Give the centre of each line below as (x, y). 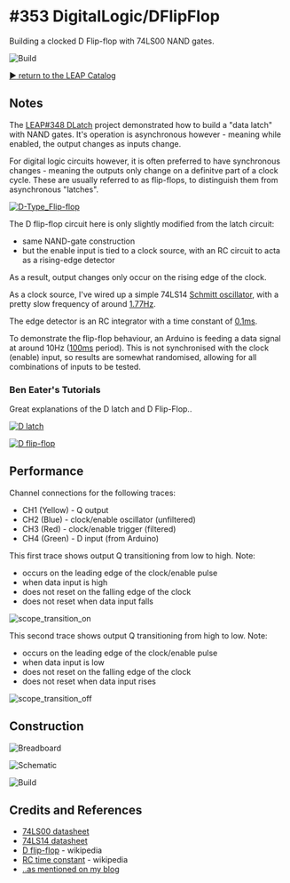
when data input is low (63, 662)
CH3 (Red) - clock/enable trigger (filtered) (99, 529)
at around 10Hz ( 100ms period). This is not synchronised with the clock (139, 348)
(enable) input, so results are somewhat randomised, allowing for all (133, 357)
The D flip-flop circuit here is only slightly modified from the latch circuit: (142, 223)
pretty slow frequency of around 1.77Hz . (83, 303)
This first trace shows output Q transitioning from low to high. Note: (132, 555)
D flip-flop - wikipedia (62, 850)
